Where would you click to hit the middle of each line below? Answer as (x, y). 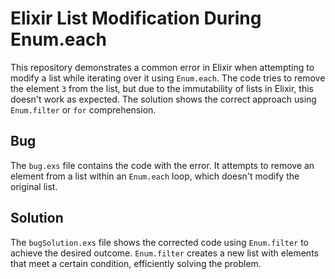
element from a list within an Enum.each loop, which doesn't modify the (155, 176)
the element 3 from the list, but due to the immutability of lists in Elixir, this (162, 88)
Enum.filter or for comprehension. (83, 109)
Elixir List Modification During (136, 18)
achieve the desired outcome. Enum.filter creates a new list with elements (164, 253)
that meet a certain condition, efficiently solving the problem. (136, 263)
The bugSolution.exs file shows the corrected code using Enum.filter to (160, 242)
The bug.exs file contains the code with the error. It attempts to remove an (162, 165)
